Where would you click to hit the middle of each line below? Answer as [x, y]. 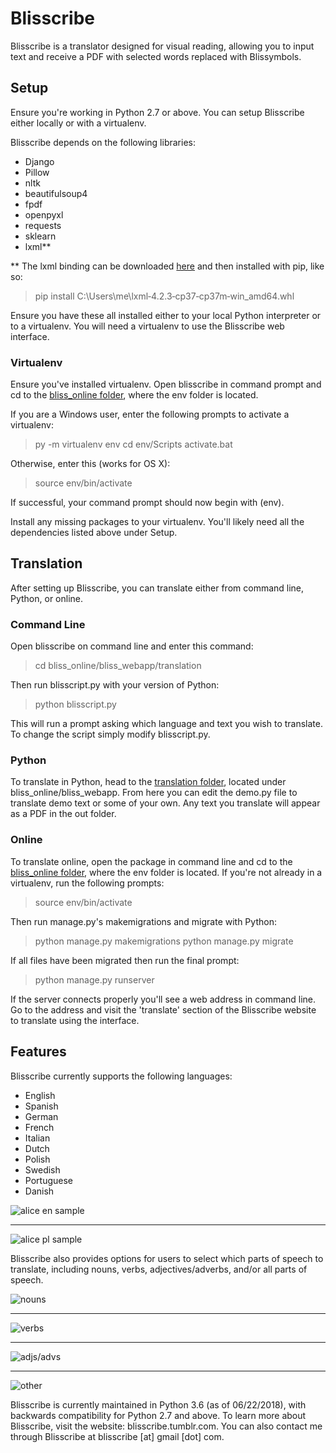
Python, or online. [47, 598]
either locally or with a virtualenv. [78, 123]
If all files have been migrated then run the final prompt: [125, 960]
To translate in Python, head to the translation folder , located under [148, 782]
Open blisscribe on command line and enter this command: [132, 646]
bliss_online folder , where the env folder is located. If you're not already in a [166, 872]
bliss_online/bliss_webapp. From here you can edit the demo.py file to [154, 793]
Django [39, 161]
